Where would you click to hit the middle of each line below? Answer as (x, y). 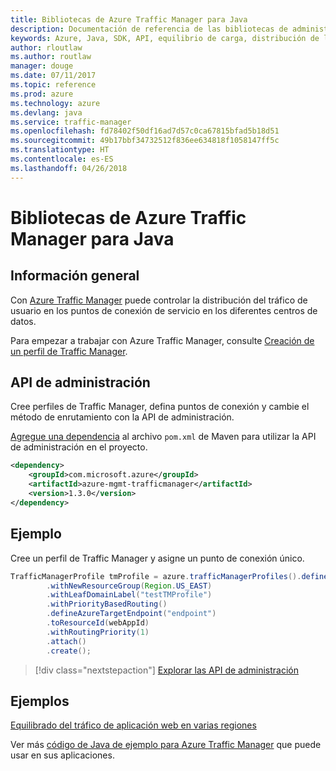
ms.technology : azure (55, 103)
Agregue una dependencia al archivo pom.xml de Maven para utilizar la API (163, 437)
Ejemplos (40, 701)
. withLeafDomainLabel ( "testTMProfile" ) (129, 595)
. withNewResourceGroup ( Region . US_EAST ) (129, 586)
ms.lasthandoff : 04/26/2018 (69, 168)
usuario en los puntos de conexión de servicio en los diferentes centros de (164, 310)
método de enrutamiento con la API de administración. (122, 417)
